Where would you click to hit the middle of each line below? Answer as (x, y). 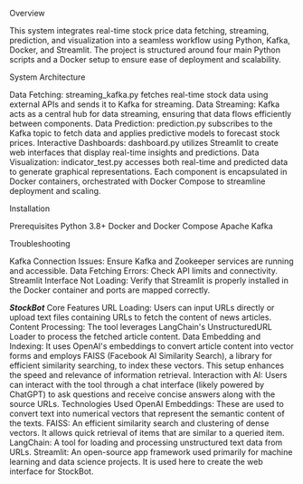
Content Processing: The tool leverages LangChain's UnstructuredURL (141, 327)
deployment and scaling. (55, 191)
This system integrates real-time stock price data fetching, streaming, (139, 30)
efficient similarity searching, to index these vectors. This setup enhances (147, 365)
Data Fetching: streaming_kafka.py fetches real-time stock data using (139, 95)
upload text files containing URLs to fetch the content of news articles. (141, 317)
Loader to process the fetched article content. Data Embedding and (135, 336)
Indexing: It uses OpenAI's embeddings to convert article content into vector (151, 346)
